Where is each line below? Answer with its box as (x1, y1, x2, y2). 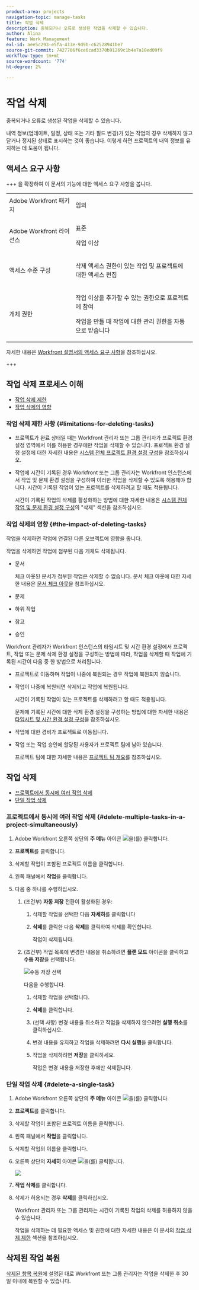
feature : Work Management (6, 36, 70, 42)
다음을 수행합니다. (23, 981, 65, 988)
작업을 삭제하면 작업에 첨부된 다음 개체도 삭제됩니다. (6, 547, 126, 554)
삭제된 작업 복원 (6, 1253, 60, 1263)
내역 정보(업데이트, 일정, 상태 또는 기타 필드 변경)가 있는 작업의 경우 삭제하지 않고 (6, 130, 193, 137)
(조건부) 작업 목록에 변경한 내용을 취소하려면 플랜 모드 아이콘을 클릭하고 (23, 948, 188, 955)
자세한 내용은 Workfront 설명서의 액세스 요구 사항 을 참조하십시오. (6, 349, 157, 356)
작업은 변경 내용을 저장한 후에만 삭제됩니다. (32, 1064, 132, 1071)
